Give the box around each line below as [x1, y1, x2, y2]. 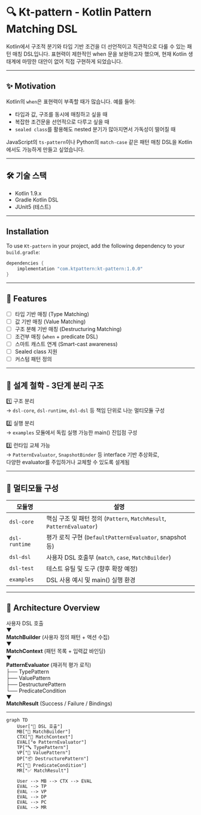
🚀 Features [6, 294, 47, 304]
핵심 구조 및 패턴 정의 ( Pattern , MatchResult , [46, 514, 166, 522]
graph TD [6, 717, 28, 723]
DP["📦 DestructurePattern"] [17, 756, 89, 762]
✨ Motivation [6, 81, 56, 91]
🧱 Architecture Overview [6, 603, 100, 613]
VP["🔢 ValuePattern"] [17, 750, 71, 756]
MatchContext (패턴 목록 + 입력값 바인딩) [6, 647, 106, 654]
